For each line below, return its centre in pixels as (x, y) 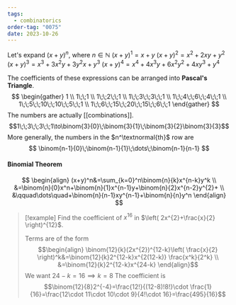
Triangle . (21, 85)
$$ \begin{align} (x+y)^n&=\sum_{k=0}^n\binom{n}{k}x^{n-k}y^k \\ (119, 180)
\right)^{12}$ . (44, 225)
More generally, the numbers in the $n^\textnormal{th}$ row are (101, 137)
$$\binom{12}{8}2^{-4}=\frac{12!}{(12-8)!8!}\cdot (116, 287)
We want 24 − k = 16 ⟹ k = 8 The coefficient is (95, 276)
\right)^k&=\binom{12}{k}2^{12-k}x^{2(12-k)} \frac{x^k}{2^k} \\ (128, 257)
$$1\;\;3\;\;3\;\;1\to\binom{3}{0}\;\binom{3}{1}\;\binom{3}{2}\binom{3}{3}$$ (119, 126)
